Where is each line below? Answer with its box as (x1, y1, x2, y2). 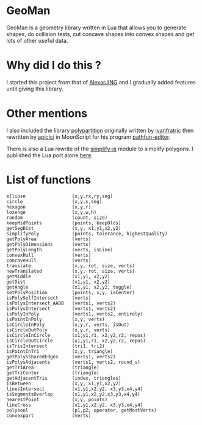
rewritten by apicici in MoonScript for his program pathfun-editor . (6, 133, 171, 141)
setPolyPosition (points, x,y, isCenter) (6, 289, 135, 295)
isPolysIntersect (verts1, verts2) (6, 305, 116, 312)
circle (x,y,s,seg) (6, 198, 103, 205)
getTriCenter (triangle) (6, 369, 99, 376)
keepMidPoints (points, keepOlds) (6, 220, 121, 226)
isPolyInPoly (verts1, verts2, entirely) (6, 311, 143, 317)
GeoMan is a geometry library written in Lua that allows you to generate (6, 24, 187, 31)
